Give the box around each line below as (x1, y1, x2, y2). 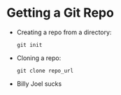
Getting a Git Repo (6, 5, 115, 21)
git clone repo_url (16, 67, 74, 74)
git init (16, 41, 43, 48)
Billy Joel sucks (16, 79, 62, 88)
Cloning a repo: (16, 54, 62, 62)
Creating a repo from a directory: (16, 28, 112, 36)
